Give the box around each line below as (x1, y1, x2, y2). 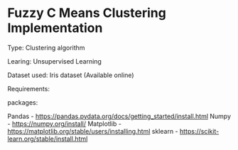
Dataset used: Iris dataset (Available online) (7, 71, 134, 79)
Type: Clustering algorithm (7, 43, 85, 52)
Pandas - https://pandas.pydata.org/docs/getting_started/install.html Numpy (7, 112, 232, 120)
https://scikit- (180, 127, 220, 135)
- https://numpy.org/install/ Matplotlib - (7, 119, 122, 128)
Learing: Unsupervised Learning (7, 57, 102, 65)
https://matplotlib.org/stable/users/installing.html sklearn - (7, 127, 179, 135)
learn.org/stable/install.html (7, 134, 88, 143)
